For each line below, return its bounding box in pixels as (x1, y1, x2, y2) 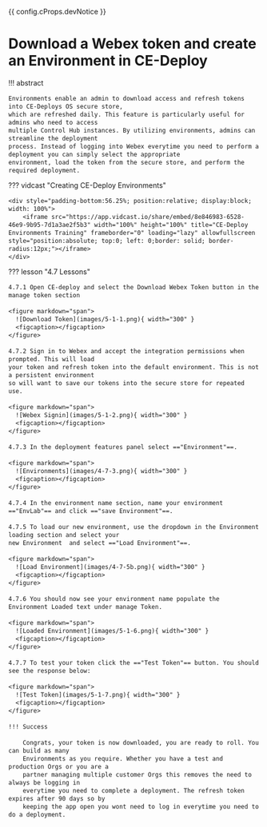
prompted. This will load (8, 355, 94, 363)
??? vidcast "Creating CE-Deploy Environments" (8, 180, 166, 190)
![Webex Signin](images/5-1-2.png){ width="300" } (15, 411, 188, 419)
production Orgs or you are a (8, 762, 110, 770)
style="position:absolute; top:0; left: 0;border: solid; (8, 237, 205, 245)
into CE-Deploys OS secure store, (8, 102, 124, 110)
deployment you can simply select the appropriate (8, 150, 181, 158)
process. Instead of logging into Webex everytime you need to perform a (8, 142, 260, 150)
